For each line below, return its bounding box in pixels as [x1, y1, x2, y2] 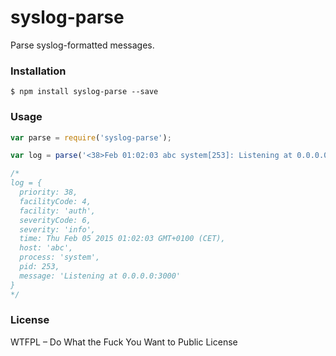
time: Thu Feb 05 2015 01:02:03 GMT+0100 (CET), [19, 234, 226, 244]
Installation [10, 64, 67, 78]
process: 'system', [19, 252, 101, 263]
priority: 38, [19, 187, 78, 198]
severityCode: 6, [19, 215, 92, 225]
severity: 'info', [19, 224, 97, 235]
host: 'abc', [19, 243, 74, 253]
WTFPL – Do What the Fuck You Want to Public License [10, 336, 238, 348]
